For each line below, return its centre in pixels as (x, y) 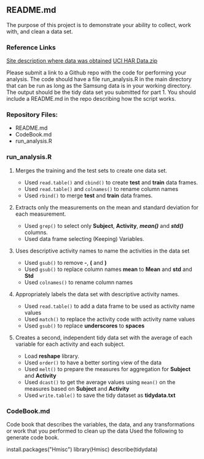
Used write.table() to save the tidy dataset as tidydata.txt (100, 395)
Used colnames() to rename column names (79, 282)
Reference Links (31, 47)
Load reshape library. (52, 356)
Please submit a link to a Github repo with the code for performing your (96, 73)
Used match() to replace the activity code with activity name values (110, 319)
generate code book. (33, 437)
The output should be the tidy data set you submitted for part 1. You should (101, 92)
